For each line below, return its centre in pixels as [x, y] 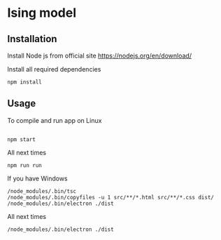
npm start [22, 139]
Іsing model [42, 13]
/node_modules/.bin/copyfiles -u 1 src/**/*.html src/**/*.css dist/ [111, 197]
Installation [32, 39]
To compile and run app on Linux [55, 120]
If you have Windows [37, 178]
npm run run [24, 165]
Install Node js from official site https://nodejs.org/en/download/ [100, 55]
